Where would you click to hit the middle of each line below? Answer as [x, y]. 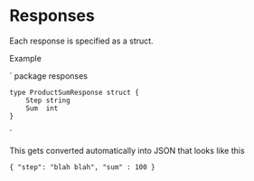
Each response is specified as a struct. [81, 41]
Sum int [42, 108]
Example [26, 58]
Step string [48, 100]
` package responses [49, 76]
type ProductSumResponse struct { [75, 92]
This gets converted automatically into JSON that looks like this [127, 150]
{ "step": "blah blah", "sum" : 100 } [82, 167]
